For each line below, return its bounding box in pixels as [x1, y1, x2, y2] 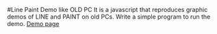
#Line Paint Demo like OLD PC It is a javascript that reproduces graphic [7, 6, 208, 13]
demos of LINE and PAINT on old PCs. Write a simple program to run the [7, 13, 211, 21]
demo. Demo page [7, 20, 60, 27]
